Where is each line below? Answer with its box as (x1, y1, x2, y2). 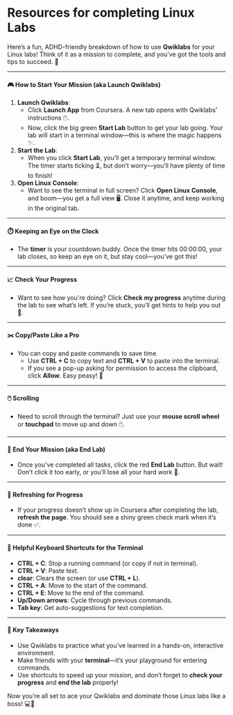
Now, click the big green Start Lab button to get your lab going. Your (27, 124, 223, 132)
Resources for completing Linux (7, 5, 196, 21)
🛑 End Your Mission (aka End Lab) (7, 445, 106, 453)
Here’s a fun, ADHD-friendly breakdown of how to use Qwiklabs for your (7, 42, 215, 51)
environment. (17, 648, 55, 657)
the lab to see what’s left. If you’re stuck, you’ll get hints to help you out (17, 300, 221, 309)
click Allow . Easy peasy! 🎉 (27, 371, 103, 380)
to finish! (27, 172, 53, 180)
